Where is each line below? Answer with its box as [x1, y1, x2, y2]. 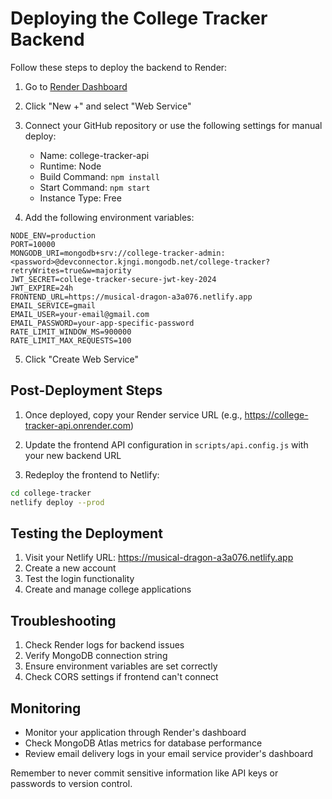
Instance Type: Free [39, 192, 122, 204]
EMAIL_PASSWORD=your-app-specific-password [10, 318, 195, 328]
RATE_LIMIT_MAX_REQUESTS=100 [10, 335, 132, 346]
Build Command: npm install [39, 170, 160, 182]
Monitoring [10, 700, 82, 717]
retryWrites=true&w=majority [10, 265, 132, 276]
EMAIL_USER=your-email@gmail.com [10, 309, 150, 319]
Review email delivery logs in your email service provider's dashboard [24, 747, 313, 759]
